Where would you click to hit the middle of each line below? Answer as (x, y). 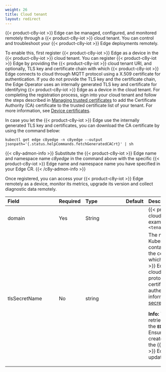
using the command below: (33, 131)
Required (70, 202)
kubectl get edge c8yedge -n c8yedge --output (54, 140)
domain (16, 218)
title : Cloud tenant (26, 14)
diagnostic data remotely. (31, 189)
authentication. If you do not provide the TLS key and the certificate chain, (81, 79)
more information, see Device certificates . (48, 111)
